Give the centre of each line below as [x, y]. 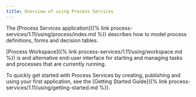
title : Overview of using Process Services [60, 11]
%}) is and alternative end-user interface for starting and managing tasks [94, 58]
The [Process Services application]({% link [58, 28]
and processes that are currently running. [56, 64]
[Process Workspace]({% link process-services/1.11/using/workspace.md [94, 51]
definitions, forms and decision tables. [52, 40]
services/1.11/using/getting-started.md [52, 87]
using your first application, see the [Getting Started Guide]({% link [87, 81]
